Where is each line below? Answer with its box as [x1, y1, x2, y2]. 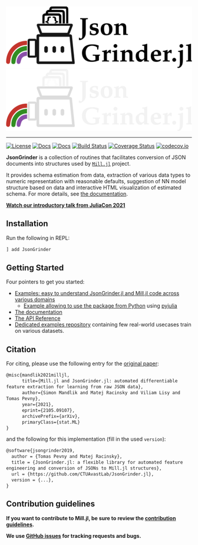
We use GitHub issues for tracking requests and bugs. [6, 532, 141, 539]
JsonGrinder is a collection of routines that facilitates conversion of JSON [6, 154, 186, 161]
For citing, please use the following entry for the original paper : [6, 360, 159, 367]
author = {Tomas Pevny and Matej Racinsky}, [11, 454, 123, 460]
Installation [6, 219, 48, 229]
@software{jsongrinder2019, [6, 448, 75, 454]
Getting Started [6, 263, 64, 273]
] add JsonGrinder [6, 246, 51, 252]
